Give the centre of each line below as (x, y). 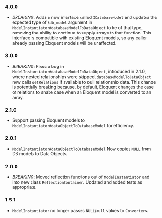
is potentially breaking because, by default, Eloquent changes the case (83, 87)
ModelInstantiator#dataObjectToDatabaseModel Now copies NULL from (81, 149)
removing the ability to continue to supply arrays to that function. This (82, 33)
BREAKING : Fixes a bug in (38, 66)
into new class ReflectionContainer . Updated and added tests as (77, 182)
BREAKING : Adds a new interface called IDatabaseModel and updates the (84, 17)
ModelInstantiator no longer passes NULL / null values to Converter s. (80, 210)
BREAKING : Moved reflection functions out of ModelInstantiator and (81, 177)
